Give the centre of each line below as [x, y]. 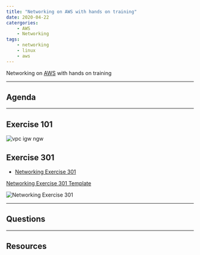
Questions [26, 219]
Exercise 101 [29, 124]
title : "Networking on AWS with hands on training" [71, 12]
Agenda [21, 97]
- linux [26, 51]
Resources [26, 246]
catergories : [22, 23]
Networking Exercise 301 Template [49, 184]
